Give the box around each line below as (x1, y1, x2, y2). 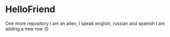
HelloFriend (5, 4, 55, 15)
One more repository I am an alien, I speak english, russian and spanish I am (5, 20, 165, 26)
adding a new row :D (5, 25, 49, 31)
